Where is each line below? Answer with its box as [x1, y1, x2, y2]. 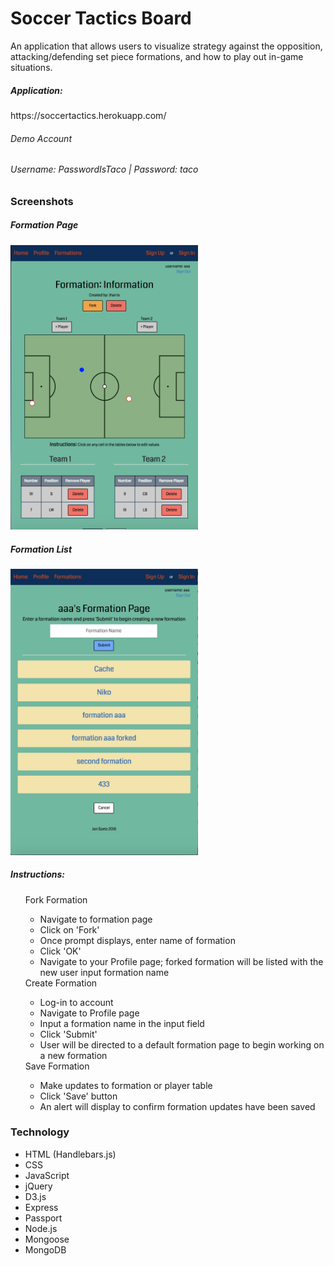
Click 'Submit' [39, 1028, 98, 1040]
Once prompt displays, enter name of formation [39, 934, 236, 946]
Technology [10, 1125, 70, 1139]
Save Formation [24, 1060, 90, 1072]
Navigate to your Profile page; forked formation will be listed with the [39, 955, 324, 967]
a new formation [39, 1049, 108, 1061]
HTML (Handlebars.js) [24, 1148, 117, 1160]
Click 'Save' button [39, 1090, 118, 1102]
